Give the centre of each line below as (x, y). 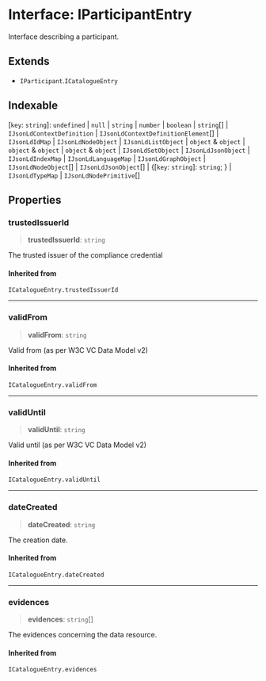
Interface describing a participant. (64, 36)
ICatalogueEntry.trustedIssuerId (63, 290)
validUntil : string (56, 430)
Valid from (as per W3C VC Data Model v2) (78, 350)
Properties (35, 200)
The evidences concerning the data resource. (83, 635)
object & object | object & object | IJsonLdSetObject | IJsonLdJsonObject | (129, 150)
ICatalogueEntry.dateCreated (56, 575)
